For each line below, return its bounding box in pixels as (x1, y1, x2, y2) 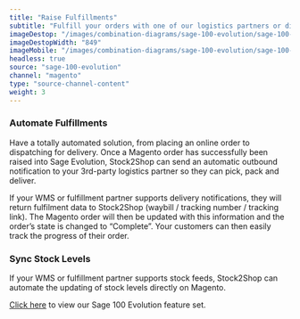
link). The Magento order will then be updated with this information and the (9, 211, 285, 222)
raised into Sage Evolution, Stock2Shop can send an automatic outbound (9, 156, 279, 167)
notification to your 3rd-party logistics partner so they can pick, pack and (9, 166, 279, 176)
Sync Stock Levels (9, 252, 91, 265)
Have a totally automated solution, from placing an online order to (9, 137, 250, 148)
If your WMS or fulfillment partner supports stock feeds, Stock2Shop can (9, 273, 279, 283)
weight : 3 (9, 87, 46, 96)
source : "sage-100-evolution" (9, 63, 122, 72)
